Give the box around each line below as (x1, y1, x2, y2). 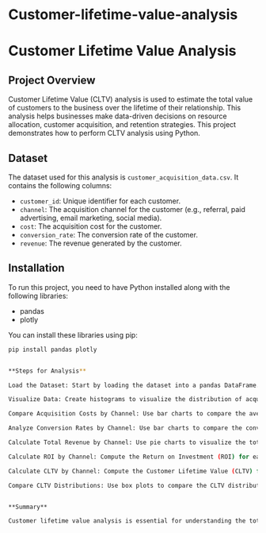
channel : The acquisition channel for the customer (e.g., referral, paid (19, 205, 245, 214)
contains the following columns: (8, 181, 112, 190)
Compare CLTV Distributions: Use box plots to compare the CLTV (8, 481, 225, 489)
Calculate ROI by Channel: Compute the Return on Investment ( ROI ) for (8, 453, 249, 461)
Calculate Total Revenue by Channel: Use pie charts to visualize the (8, 438, 246, 446)
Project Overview (8, 73, 96, 87)
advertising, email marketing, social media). (19, 213, 162, 222)
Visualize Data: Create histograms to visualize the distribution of (8, 396, 243, 404)
